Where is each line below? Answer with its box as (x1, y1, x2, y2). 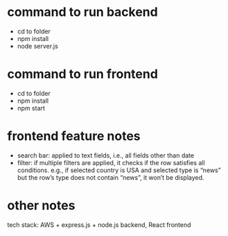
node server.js (17, 42, 59, 50)
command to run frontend (7, 67, 158, 82)
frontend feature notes (7, 128, 141, 144)
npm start (17, 103, 45, 112)
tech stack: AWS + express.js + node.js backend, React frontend (7, 220, 192, 229)
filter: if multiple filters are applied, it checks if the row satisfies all (17, 158, 206, 167)
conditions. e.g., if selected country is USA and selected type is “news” (17, 166, 221, 174)
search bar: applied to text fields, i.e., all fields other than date (17, 151, 195, 160)
